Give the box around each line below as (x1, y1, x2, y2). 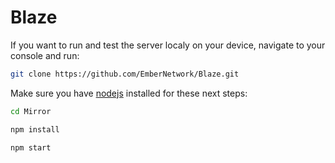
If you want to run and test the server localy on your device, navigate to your (10, 39, 326, 51)
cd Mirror (10, 106, 52, 116)
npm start (10, 142, 52, 153)
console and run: (10, 49, 80, 61)
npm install (10, 124, 60, 135)
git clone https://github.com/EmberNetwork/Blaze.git (10, 69, 240, 79)
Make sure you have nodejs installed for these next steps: (10, 87, 248, 99)
